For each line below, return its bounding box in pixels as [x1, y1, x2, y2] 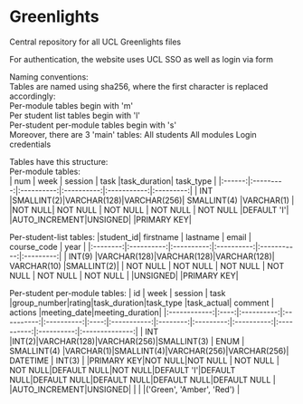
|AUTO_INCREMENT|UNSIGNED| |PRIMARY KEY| [9, 214, 192, 225]
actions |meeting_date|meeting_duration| [9, 306, 163, 318]
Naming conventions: [9, 71, 89, 82]
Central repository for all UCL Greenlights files [9, 36, 182, 47]
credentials [9, 139, 52, 149]
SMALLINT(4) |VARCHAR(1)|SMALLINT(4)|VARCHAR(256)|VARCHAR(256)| [9, 345, 289, 356]
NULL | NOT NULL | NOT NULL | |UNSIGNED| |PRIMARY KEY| [9, 270, 239, 281]
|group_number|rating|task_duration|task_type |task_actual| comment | [9, 297, 274, 308]
